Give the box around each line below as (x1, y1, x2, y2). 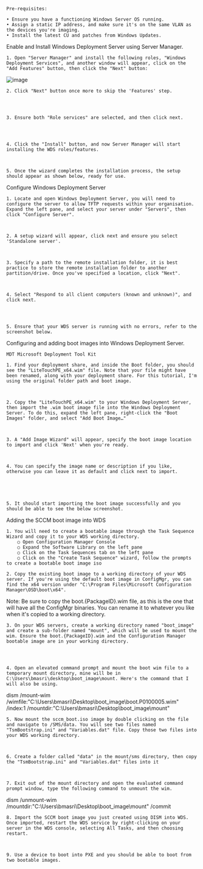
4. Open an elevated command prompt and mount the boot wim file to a (6, 665, 189, 671)
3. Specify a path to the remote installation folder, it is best (6, 259, 178, 266)
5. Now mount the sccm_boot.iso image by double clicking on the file (6, 716, 189, 722)
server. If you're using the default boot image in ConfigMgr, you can (6, 576, 191, 582)
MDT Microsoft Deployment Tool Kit (6, 351, 97, 357)
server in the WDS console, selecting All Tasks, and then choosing (6, 825, 184, 831)
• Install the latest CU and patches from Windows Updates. (6, 32, 162, 38)
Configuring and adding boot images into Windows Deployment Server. (6, 340, 185, 347)
